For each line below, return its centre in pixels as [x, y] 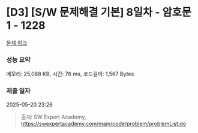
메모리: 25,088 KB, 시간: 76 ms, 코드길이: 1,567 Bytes [70, 74]
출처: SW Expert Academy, [53, 117]
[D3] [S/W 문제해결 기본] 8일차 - [83, 12]
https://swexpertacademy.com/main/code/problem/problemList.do [103, 123]
